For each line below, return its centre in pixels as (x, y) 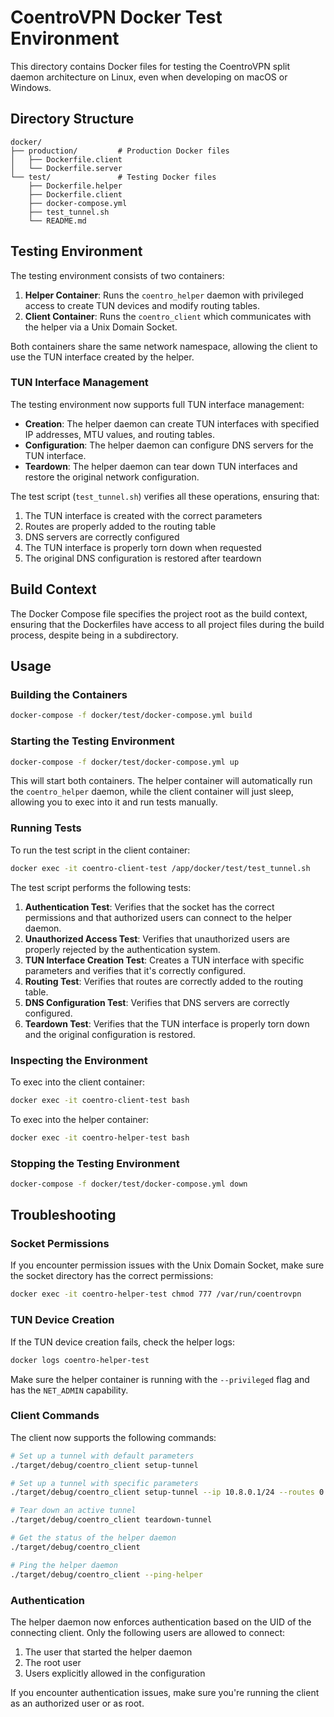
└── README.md (57, 221)
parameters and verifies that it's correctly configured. (135, 970)
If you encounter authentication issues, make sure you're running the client (165, 1692)
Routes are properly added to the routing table (120, 526)
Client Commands (55, 1416)
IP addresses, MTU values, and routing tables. (120, 434)
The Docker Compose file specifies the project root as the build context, (159, 613)
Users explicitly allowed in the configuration (115, 1673)
